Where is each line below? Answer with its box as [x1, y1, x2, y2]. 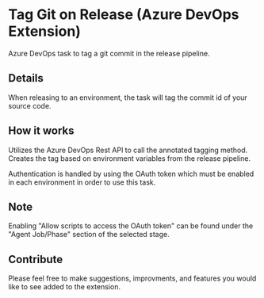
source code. [8, 101, 52, 110]
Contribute [8, 252, 63, 266]
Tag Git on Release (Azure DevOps [8, 6, 239, 24]
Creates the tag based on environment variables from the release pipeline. [8, 153, 251, 163]
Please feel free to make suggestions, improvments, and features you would [8, 273, 257, 283]
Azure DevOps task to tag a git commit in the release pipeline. [8, 48, 210, 58]
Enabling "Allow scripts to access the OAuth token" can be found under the [8, 221, 254, 231]
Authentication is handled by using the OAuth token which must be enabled [8, 169, 254, 178]
